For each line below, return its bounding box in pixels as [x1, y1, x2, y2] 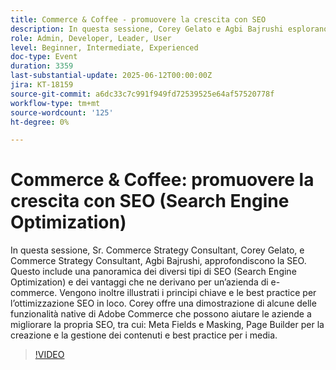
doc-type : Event [10, 52, 78, 62]
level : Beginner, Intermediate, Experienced [10, 42, 199, 53]
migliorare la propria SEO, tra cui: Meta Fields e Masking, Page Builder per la [10, 319, 325, 331]
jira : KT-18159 [10, 80, 74, 90]
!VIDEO [34, 349, 65, 361]
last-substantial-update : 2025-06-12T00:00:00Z [10, 71, 213, 81]
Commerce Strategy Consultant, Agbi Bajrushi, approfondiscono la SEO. [10, 255, 307, 267]
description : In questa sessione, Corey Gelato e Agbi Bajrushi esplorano [10, 24, 329, 34]
